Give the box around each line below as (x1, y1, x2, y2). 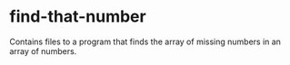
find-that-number (9, 6, 147, 27)
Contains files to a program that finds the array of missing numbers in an (9, 36, 282, 47)
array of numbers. (9, 45, 77, 56)
